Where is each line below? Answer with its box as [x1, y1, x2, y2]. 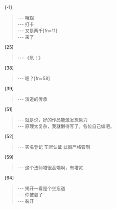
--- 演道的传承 [17, 96, 48, 102]
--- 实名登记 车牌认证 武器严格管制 [17, 144, 90, 150]
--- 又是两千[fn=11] [17, 28, 57, 34]
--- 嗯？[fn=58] [17, 75, 50, 81]
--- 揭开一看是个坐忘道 [17, 186, 66, 191]
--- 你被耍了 [17, 192, 43, 198]
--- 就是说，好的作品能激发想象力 [17, 117, 88, 123]
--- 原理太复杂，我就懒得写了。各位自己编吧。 [17, 123, 115, 129]
